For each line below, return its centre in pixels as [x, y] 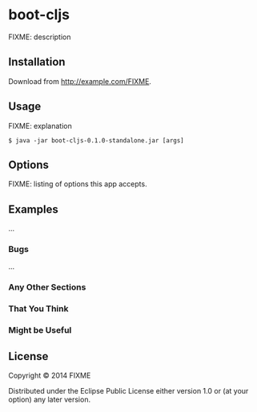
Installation [37, 62]
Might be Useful [40, 330]
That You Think [38, 309]
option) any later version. [49, 400]
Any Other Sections [47, 287]
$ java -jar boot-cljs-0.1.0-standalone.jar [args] [96, 140]
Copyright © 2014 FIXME [50, 376]
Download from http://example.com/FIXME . [80, 81]
